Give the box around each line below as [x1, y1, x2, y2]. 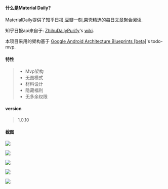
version [5, 106, 22, 111]
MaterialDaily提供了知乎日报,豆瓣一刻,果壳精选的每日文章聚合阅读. [5, 17, 143, 23]
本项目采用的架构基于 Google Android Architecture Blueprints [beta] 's [5, 38, 150, 44]
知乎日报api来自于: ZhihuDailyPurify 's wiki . [5, 28, 95, 34]
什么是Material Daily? [5, 5, 51, 11]
